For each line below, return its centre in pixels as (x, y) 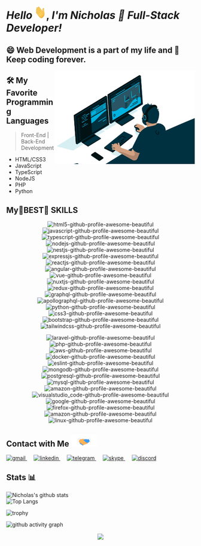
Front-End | (35, 135)
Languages (28, 121)
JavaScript (28, 166)
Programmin (30, 102)
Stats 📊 (21, 478)
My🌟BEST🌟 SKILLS (42, 210)
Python (24, 191)
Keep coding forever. (46, 60)
